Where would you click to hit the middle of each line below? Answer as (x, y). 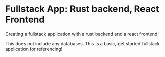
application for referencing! (34, 49)
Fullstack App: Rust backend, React (82, 9)
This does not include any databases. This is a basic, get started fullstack (82, 43)
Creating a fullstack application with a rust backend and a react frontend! (82, 34)
